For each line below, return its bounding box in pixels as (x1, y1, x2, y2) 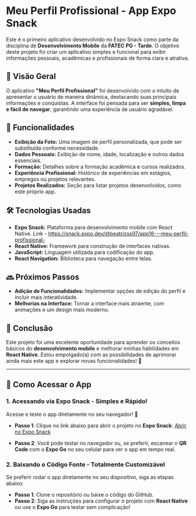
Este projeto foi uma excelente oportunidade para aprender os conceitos (6, 339, 181, 346)
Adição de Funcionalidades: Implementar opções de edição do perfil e (14, 288, 185, 295)
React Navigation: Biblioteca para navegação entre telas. (14, 255, 153, 262)
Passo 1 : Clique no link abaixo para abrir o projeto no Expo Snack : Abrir (14, 422, 187, 429)
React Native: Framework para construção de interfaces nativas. (14, 243, 171, 250)
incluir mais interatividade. (14, 294, 78, 301)
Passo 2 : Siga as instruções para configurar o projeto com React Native (14, 497, 188, 504)
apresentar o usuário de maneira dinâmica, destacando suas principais (6, 93, 177, 100)
